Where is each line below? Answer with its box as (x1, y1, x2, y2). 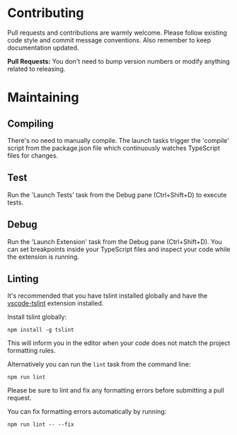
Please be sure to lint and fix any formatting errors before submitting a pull (7, 386, 224, 395)
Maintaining (7, 90, 79, 105)
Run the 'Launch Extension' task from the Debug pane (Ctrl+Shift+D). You (7, 237, 223, 245)
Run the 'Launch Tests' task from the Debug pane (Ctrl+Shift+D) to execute (7, 190, 227, 199)
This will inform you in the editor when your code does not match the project (7, 339, 231, 347)
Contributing (7, 5, 84, 21)
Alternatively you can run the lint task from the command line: (7, 360, 191, 369)
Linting (7, 272, 39, 284)
